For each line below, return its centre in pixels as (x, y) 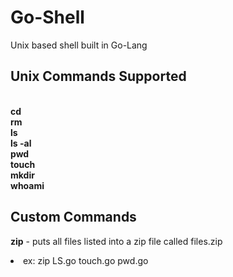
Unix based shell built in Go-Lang (79, 45)
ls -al (21, 143)
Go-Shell (47, 17)
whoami (27, 185)
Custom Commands (73, 217)
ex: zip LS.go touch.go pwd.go (86, 260)
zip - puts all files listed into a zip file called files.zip (116, 241)
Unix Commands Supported (98, 76)
